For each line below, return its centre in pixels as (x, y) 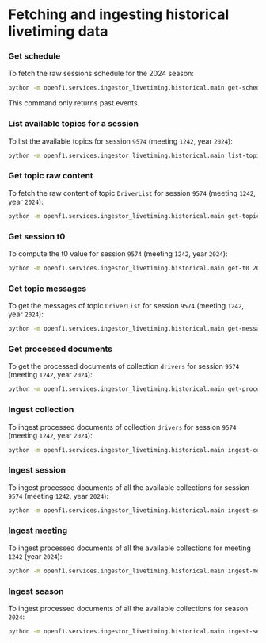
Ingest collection (41, 410)
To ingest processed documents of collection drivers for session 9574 (122, 427)
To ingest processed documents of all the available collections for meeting (130, 548)
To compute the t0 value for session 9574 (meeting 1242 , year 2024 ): (118, 254)
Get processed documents (61, 349)
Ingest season (36, 591)
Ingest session (37, 470)
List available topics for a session (74, 124)
